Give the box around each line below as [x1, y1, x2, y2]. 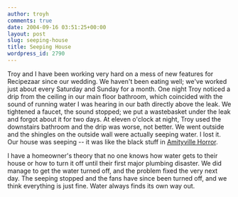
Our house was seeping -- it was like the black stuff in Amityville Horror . [7, 137, 218, 146]
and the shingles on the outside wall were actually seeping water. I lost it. [7, 129, 222, 139]
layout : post [7, 30, 46, 38]
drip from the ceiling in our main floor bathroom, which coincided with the [7, 92, 223, 100]
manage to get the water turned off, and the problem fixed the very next [7, 166, 218, 175]
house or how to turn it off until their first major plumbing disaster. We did [7, 159, 222, 167]
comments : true [7, 17, 53, 24]
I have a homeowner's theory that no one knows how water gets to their [7, 151, 218, 160]
